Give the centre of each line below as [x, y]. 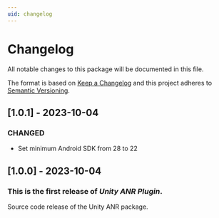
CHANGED [26, 133]
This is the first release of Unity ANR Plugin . [85, 191]
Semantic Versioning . [39, 90]
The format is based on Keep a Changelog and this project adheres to [110, 83]
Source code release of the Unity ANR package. [78, 207]
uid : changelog [30, 14]
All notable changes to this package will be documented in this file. [106, 69]
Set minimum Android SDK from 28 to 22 [77, 149]
